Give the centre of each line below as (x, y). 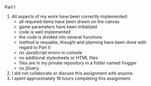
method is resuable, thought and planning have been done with (83, 42)
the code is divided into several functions (60, 37)
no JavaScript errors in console (51, 52)
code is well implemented (45, 32)
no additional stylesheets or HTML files (58, 58)
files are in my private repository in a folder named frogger (78, 63)
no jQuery (29, 68)
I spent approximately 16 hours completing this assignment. (71, 78)
